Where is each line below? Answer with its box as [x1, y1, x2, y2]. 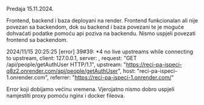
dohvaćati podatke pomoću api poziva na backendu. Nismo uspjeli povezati [6, 30, 196, 37]
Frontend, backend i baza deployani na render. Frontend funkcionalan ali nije [6, 17, 199, 24]
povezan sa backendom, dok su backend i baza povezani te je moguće [6, 24, 185, 30]
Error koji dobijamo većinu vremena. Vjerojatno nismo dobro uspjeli [6, 86, 175, 93]
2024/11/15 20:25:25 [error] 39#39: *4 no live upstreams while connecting [6, 48, 194, 55]
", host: [118, 67, 136, 75]
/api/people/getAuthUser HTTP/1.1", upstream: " [6, 61, 127, 68]
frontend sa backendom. [6, 36, 68, 43]
